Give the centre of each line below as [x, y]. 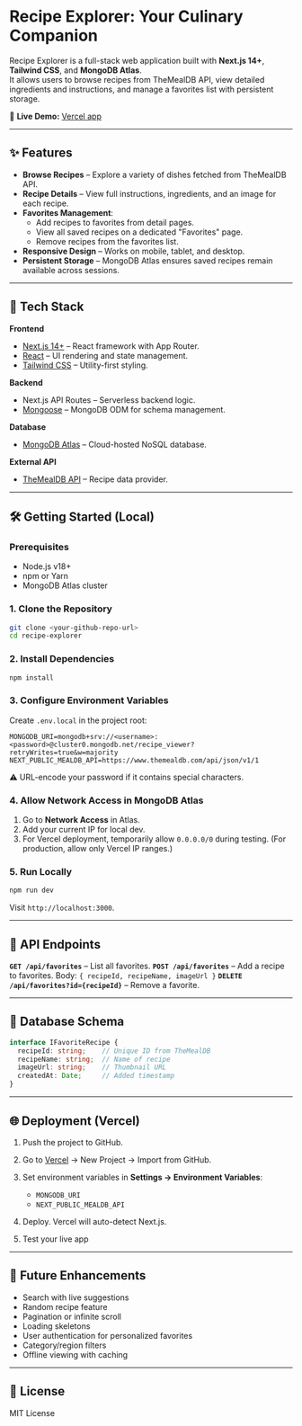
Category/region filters [64, 1345]
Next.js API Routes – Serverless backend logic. [109, 400]
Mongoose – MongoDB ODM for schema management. [124, 409]
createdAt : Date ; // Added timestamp [96, 1076]
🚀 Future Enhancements [78, 1275]
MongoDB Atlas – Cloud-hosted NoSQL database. [114, 444]
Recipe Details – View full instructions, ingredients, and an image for [149, 193]
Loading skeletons [56, 1326]
